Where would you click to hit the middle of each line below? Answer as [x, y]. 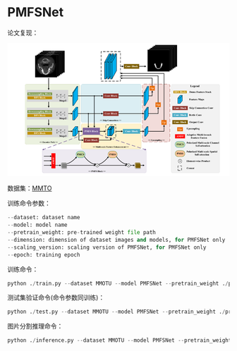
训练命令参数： [29, 203]
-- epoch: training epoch [44, 254]
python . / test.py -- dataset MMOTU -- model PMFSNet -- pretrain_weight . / [116, 312]
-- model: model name [38, 225]
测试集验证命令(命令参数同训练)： [56, 297]
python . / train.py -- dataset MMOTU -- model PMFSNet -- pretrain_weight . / [118, 283]
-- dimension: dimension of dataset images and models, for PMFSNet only [116, 240]
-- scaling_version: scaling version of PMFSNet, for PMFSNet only [107, 247]
